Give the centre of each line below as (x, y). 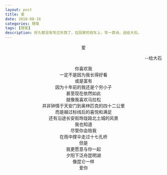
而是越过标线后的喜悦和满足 (83, 112)
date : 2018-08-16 (23, 19)
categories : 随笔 (22, 24)
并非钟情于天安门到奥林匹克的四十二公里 (83, 106)
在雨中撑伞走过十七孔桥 (83, 137)
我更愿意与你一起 (83, 149)
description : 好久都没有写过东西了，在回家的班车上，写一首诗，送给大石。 (73, 33)
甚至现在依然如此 (83, 93)
